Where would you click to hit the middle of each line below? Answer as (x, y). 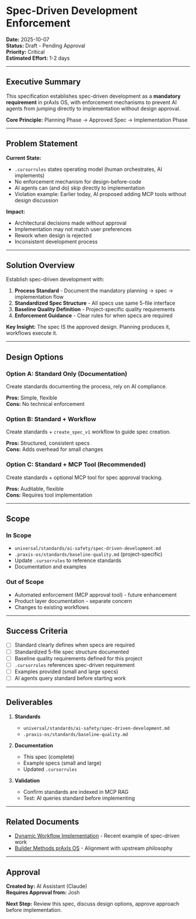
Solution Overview (40, 265)
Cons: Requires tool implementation (49, 495)
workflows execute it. (32, 333)
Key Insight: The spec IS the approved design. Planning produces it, (88, 327)
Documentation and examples (50, 567)
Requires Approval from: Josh (43, 893)
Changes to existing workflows (52, 607)
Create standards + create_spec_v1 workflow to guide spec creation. (88, 432)
